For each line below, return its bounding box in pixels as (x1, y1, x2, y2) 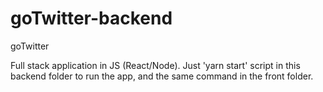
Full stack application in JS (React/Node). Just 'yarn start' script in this (10, 59, 301, 71)
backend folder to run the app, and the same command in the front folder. (10, 70, 314, 82)
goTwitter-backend (10, 7, 173, 30)
